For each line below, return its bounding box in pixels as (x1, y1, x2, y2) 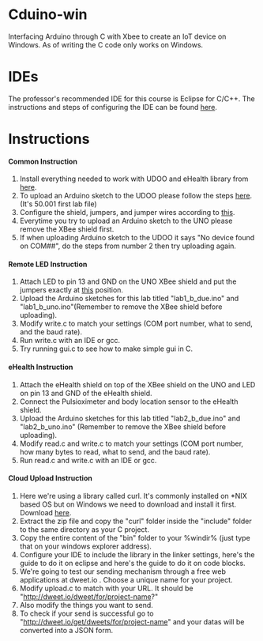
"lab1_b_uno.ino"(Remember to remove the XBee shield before (19, 302, 223, 311)
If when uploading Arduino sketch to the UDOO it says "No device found (19, 233, 255, 243)
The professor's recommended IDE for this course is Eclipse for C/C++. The (8, 93, 255, 104)
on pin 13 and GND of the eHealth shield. (19, 388, 152, 398)
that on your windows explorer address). (19, 541, 152, 551)
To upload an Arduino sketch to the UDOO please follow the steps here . (19, 191, 253, 201)
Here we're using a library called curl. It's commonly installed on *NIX (19, 491, 247, 500)
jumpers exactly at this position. (19, 285, 124, 295)
